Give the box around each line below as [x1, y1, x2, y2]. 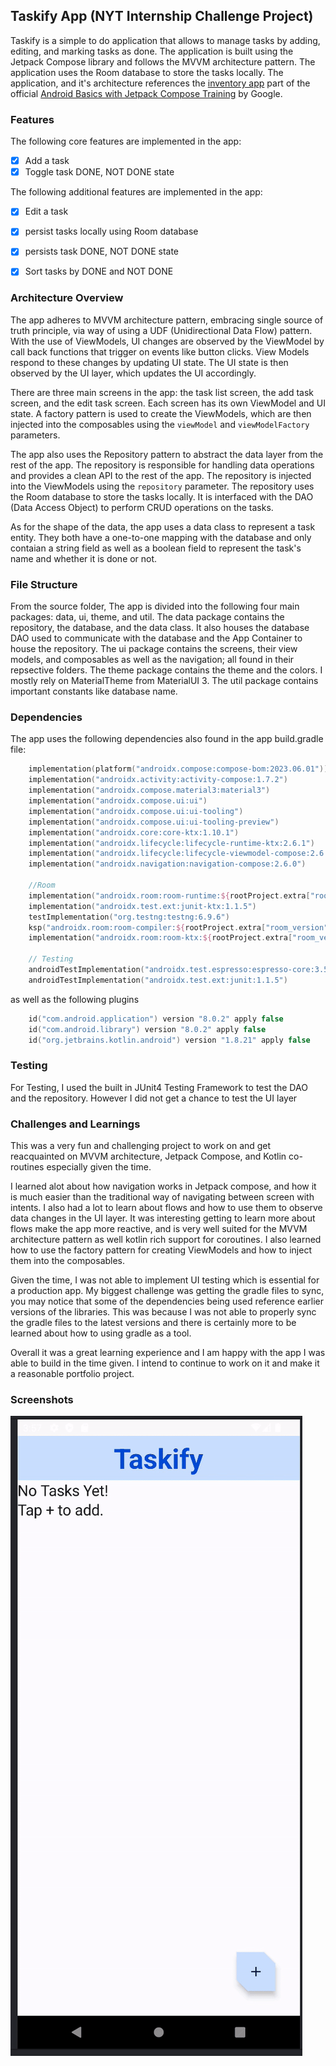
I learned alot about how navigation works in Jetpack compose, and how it [10, 1180, 317, 1192]
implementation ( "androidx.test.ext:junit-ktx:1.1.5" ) [28, 901, 257, 911]
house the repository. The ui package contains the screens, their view [10, 643, 298, 655]
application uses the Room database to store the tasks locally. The [10, 66, 284, 78]
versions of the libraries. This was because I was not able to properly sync [10, 1305, 317, 1318]
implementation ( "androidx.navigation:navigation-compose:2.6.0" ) [28, 859, 307, 869]
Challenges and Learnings [10, 1117, 141, 1131]
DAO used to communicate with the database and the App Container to [10, 632, 303, 644]
